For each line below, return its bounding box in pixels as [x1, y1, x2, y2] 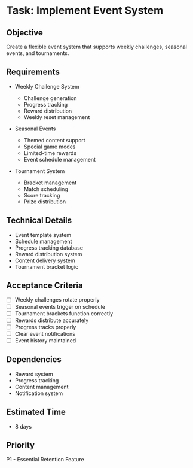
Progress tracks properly [14, 323, 76, 330]
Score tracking [23, 192, 60, 199]
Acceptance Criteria [6, 281, 83, 291]
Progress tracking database [14, 244, 84, 251]
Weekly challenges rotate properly [14, 296, 100, 303]
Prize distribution [23, 198, 66, 205]
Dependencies [6, 354, 62, 365]
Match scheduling [23, 185, 69, 192]
